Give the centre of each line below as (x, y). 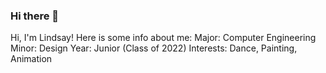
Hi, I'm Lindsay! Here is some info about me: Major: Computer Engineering (163, 38)
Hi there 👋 (35, 16)
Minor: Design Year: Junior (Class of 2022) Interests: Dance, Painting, (154, 48)
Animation (31, 59)
